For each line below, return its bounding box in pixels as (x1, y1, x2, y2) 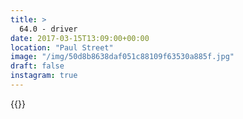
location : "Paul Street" (10, 42, 114, 53)
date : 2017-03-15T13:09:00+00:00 (10, 33, 150, 43)
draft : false (10, 61, 65, 71)
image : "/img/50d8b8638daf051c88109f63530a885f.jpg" (10, 52, 235, 62)
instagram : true (10, 71, 78, 81)
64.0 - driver (19, 24, 78, 34)
